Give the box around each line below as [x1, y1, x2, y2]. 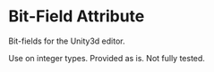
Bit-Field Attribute [8, 6, 145, 27]
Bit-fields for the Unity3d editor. [8, 36, 126, 46]
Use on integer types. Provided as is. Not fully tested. [8, 52, 205, 63]
